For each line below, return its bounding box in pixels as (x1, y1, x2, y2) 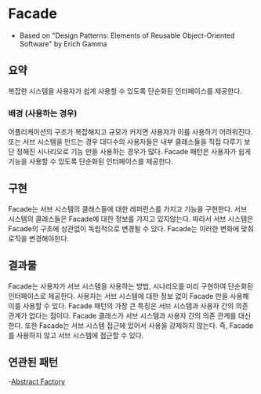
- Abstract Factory (8, 377, 65, 386)
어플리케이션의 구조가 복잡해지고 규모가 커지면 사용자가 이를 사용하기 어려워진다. (8, 127, 253, 137)
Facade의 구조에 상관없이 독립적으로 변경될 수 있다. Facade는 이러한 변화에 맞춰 (8, 223, 255, 233)
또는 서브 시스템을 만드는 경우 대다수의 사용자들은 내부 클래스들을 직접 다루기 (8, 137, 243, 146)
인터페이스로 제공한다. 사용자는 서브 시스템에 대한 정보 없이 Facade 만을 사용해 (8, 291, 249, 300)
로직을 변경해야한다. (8, 234, 69, 243)
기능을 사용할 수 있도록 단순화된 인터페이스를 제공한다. (8, 156, 174, 166)
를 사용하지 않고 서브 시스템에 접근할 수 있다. (8, 330, 144, 340)
